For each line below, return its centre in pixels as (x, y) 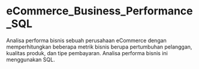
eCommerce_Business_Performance (99, 11)
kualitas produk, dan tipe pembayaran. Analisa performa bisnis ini (87, 53)
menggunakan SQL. (31, 59)
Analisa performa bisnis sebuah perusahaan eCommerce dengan (86, 40)
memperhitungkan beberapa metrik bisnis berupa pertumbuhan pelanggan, (99, 47)
